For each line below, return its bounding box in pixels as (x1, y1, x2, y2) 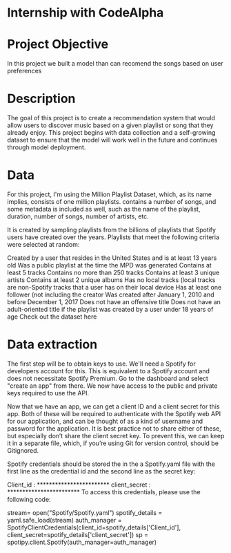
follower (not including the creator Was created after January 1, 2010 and (7, 290, 214, 299)
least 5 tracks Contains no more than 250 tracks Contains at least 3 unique (7, 268, 220, 276)
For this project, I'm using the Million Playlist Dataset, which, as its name (7, 190, 212, 198)
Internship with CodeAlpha (7, 5, 164, 21)
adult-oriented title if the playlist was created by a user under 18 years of (7, 306, 214, 313)
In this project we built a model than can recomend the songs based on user (7, 59, 223, 68)
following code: (7, 495, 51, 503)
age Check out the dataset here (7, 312, 97, 321)
